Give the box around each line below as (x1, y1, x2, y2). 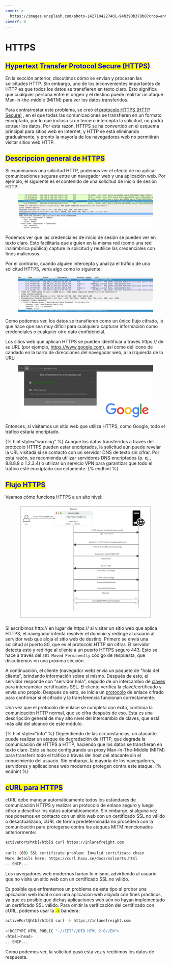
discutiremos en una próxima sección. (5, 658, 85, 664)
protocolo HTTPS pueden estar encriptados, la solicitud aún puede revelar (5, 444, 161, 450)
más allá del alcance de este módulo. (5, 721, 83, 727)
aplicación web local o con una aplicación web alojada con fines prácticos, (5, 891, 162, 897)
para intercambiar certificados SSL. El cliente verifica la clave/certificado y (5, 684, 162, 690)
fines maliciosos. (5, 251, 41, 257)
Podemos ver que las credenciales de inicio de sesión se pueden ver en (5, 234, 156, 240)
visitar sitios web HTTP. (5, 139, 55, 145)
